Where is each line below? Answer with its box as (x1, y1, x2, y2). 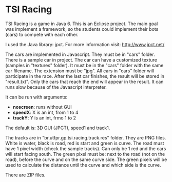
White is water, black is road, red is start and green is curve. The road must (5, 140, 164, 146)
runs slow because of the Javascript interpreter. (5, 84, 107, 90)
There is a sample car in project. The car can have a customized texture (5, 56, 158, 63)
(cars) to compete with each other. (5, 31, 79, 37)
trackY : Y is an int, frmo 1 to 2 (12, 114, 76, 121)
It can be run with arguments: (5, 94, 68, 100)
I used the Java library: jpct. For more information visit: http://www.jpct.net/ (5, 41, 165, 47)
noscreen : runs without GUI (12, 104, 72, 110)
